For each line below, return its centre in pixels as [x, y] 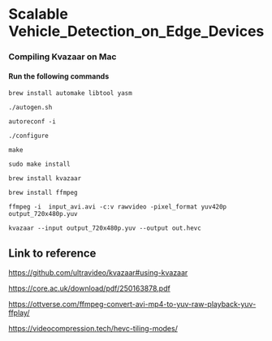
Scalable [39, 14]
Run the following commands [59, 76]
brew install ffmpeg [43, 193]
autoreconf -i [32, 122]
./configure [28, 136]
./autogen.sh [30, 108]
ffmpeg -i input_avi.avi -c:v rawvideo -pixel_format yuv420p [118, 207]
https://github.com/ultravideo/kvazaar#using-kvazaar [98, 273]
